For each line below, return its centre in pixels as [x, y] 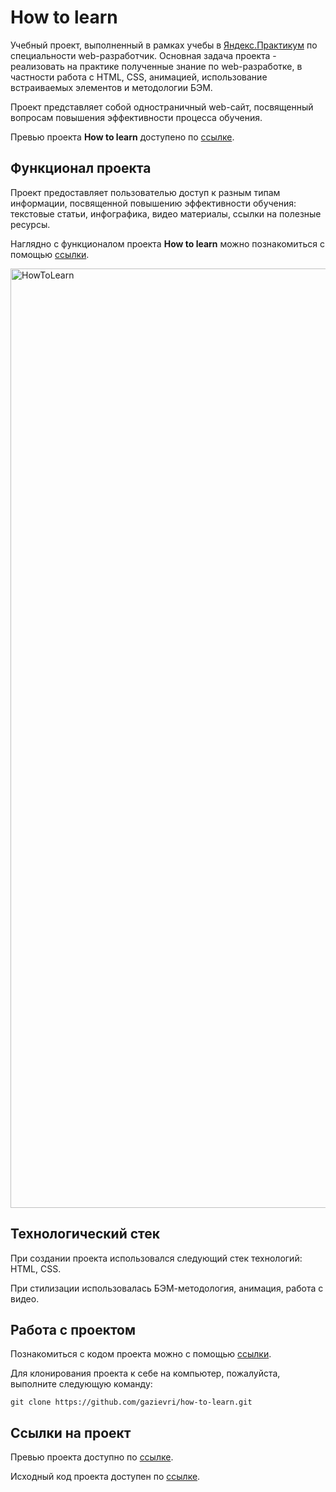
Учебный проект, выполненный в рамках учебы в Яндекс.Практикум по [164, 45]
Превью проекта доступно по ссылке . [92, 1457]
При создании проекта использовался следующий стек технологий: [156, 1258]
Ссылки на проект [71, 1432]
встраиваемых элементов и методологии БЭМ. [111, 87]
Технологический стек [85, 1234]
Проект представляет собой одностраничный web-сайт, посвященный [162, 107]
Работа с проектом [73, 1329]
